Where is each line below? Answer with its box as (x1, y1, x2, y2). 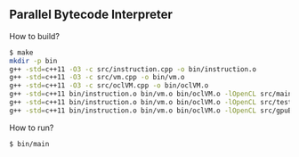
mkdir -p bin (9, 56, 58, 65)
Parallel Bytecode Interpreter (9, 7, 174, 22)
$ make (9, 48, 34, 57)
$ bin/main (9, 139, 50, 148)
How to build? (9, 30, 61, 41)
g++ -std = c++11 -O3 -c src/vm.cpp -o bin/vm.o (9, 73, 185, 82)
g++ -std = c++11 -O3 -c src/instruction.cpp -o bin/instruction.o (9, 64, 256, 74)
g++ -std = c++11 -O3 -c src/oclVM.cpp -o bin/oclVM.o (9, 81, 209, 90)
